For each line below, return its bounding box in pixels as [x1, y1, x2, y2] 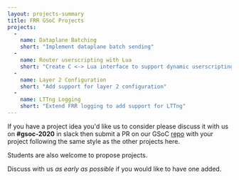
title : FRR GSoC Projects [7, 17, 84, 24]
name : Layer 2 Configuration [20, 76, 107, 84]
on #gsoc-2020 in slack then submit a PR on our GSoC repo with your [7, 129, 213, 138]
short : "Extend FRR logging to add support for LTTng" [20, 103, 186, 110]
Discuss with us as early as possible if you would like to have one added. [7, 164, 222, 173]
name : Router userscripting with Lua [20, 57, 132, 64]
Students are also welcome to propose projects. [7, 150, 148, 159]
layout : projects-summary [7, 10, 84, 18]
